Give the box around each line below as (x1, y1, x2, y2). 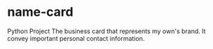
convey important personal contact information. (7, 34, 145, 42)
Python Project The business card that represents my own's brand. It (7, 27, 206, 35)
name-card (7, 4, 74, 20)
